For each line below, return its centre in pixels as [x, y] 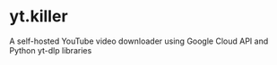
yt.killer [39, 16]
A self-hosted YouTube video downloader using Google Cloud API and [139, 41]
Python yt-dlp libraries [51, 50]
